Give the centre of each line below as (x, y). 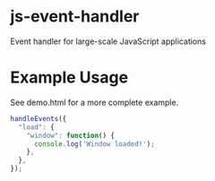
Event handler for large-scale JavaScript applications (108, 41)
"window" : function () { (71, 135)
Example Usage (69, 78)
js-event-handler (75, 17)
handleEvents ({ (39, 118)
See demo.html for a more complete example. (95, 102)
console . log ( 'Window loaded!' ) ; (94, 144)
